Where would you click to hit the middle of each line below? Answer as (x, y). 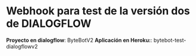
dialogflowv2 (22, 46)
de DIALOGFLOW (49, 24)
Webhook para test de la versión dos (98, 11)
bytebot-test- (170, 40)
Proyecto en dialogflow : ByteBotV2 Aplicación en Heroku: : (79, 40)
